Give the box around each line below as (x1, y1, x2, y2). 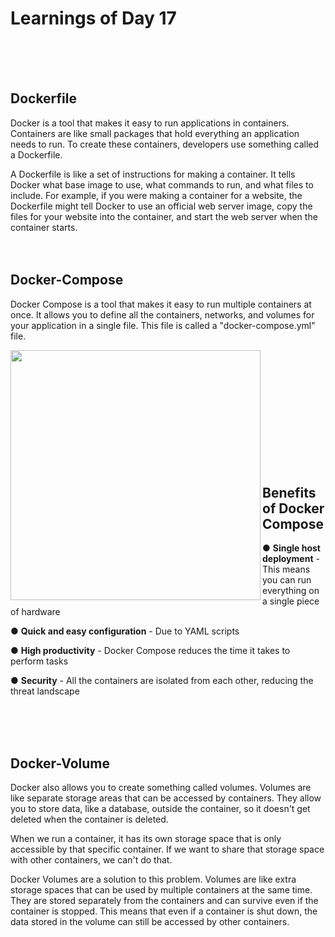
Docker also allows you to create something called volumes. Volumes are (10, 782, 312, 794)
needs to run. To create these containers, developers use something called (10, 138, 320, 150)
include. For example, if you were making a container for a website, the (10, 189, 303, 201)
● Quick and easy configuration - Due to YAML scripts (10, 625, 240, 637)
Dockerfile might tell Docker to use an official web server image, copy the (10, 200, 313, 212)
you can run (262, 574, 312, 586)
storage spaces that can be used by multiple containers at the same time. (10, 884, 313, 896)
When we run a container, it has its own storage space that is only (10, 833, 282, 845)
